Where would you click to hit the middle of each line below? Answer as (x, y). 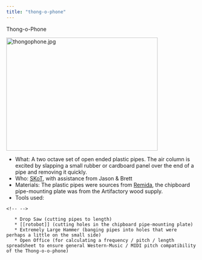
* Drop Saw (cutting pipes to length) (63, 219)
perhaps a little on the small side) (54, 235)
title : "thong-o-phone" (36, 12)
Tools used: (29, 197)
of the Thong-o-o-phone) (37, 251)
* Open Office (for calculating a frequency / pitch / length (94, 240)
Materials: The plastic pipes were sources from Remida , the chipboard (103, 185)
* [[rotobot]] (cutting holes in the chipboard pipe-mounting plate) (104, 224)
